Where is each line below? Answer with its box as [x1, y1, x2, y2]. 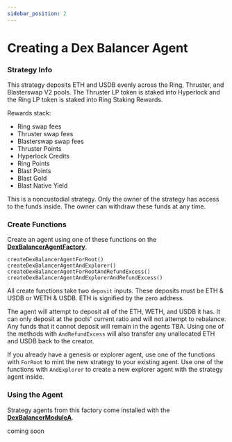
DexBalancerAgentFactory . [7, 243, 88, 251]
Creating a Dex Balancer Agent [7, 40, 188, 56]
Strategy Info [7, 65, 53, 74]
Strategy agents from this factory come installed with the [7, 406, 170, 414]
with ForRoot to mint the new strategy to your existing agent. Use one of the [7, 358, 224, 366]
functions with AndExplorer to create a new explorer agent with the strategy [7, 366, 224, 374]
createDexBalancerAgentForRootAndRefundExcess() [7, 268, 151, 275]
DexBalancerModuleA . [7, 413, 74, 421]
